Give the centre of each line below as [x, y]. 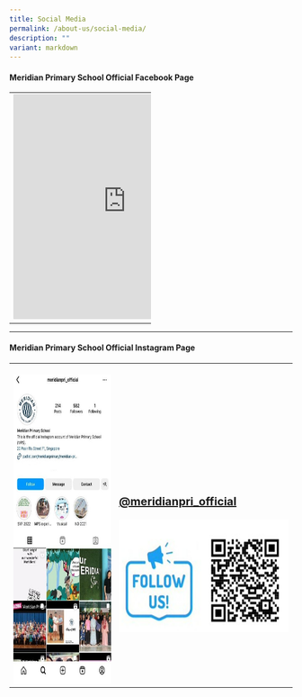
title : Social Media [48, 19]
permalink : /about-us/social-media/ [78, 28]
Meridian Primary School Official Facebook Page [102, 77]
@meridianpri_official [178, 501]
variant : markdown [44, 48]
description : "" [40, 38]
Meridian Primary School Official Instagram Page [102, 348]
